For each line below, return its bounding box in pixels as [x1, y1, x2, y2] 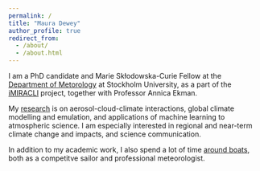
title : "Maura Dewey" [8, 19, 81, 27]
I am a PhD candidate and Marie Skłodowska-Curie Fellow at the [8, 71, 222, 80]
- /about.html [15, 49, 63, 57]
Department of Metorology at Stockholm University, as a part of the [8, 79, 232, 89]
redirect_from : [8, 34, 60, 43]
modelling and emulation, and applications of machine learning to [8, 112, 225, 121]
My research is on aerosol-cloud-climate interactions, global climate [8, 104, 235, 113]
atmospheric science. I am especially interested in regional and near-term [8, 121, 253, 130]
